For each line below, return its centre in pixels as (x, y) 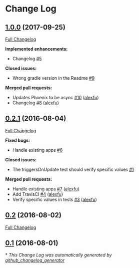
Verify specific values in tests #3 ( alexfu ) (55, 199)
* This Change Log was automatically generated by (58, 255)
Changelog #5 (27, 59)
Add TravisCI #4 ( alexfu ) (38, 194)
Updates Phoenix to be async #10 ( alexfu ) (55, 97)
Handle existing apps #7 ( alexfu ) (46, 189)
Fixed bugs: (18, 140)
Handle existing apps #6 (37, 150)
